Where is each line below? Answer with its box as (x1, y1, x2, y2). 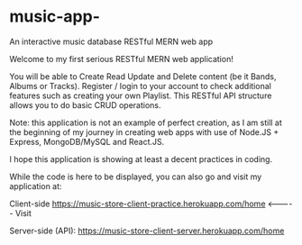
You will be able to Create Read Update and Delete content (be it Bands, (9, 70, 277, 82)
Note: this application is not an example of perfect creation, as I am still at (9, 117, 282, 128)
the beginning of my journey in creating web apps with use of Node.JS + (9, 126, 279, 137)
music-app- (9, 6, 101, 27)
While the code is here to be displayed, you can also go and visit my (9, 171, 262, 182)
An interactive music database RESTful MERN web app (9, 36, 214, 47)
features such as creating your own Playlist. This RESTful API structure (9, 90, 272, 101)
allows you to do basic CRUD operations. (9, 99, 161, 110)
